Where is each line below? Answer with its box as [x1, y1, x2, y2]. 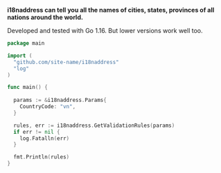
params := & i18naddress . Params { [13, 96, 107, 104]
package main [7, 40, 45, 47]
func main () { [7, 84, 48, 91]
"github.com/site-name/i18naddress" [13, 59, 119, 65]
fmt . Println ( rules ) [13, 154, 70, 161]
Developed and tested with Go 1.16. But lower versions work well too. [7, 27, 203, 34]
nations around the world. [7, 13, 83, 21]
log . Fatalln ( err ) [19, 134, 70, 142]
